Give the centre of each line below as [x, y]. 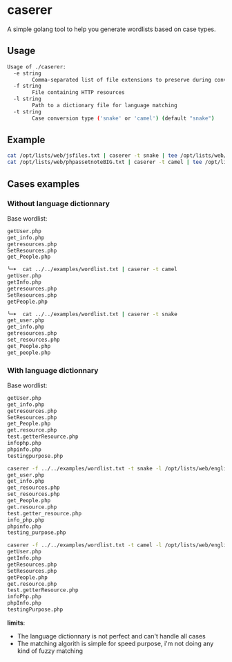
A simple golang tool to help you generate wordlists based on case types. [112, 29]
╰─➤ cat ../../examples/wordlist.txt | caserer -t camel [92, 269]
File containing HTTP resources [79, 93]
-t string [27, 112]
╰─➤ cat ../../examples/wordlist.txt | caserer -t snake [92, 314]
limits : [16, 623]
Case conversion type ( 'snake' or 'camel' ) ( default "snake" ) [123, 118]
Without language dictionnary [59, 203]
